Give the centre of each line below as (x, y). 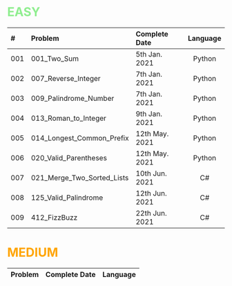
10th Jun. (151, 173)
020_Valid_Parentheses (69, 158)
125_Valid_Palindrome (67, 198)
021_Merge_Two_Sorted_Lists (80, 178)
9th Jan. (149, 113)
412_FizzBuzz (54, 217)
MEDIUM (33, 252)
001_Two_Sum (55, 58)
